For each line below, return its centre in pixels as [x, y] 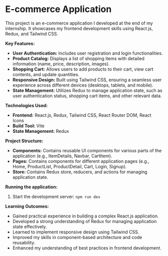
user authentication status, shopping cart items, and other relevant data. [87, 96]
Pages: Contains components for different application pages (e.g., [81, 161]
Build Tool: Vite [28, 126]
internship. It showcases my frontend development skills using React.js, [79, 28]
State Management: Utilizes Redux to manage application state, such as [87, 90]
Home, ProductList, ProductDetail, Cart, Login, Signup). [69, 166]
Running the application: [31, 187]
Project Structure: [24, 141]
